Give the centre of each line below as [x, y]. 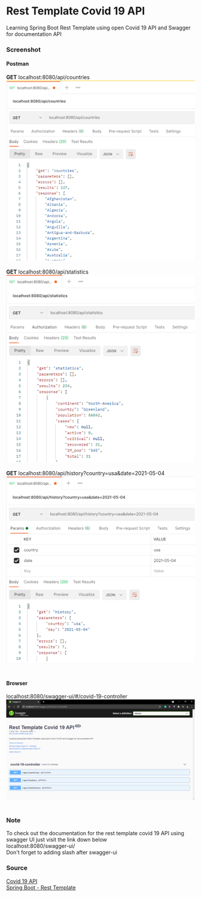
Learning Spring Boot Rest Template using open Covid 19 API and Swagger [98, 28]
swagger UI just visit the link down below [57, 840]
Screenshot [23, 49]
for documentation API [34, 34]
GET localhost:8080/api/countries [48, 77]
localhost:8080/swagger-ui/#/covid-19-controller [67, 697]
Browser [17, 683]
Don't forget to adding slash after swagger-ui [62, 853]
